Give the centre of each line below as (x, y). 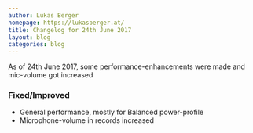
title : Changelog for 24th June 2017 (70, 30)
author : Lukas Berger (44, 15)
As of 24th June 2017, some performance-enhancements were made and (127, 66)
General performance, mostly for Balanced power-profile (112, 112)
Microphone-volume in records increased (87, 120)
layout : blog (29, 37)
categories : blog (37, 45)
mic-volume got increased (51, 75)
